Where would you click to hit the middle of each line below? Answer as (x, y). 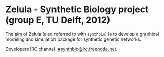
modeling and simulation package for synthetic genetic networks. (73, 39)
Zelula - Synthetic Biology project (77, 9)
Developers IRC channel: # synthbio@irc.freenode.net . (61, 49)
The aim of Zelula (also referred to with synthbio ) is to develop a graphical (82, 34)
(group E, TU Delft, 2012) (58, 20)
